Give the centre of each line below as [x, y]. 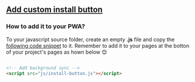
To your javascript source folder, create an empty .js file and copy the [90, 39]
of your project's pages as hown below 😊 [57, 52]
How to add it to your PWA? [46, 27]
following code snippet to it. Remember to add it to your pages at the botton [98, 45]
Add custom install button [54, 10]
